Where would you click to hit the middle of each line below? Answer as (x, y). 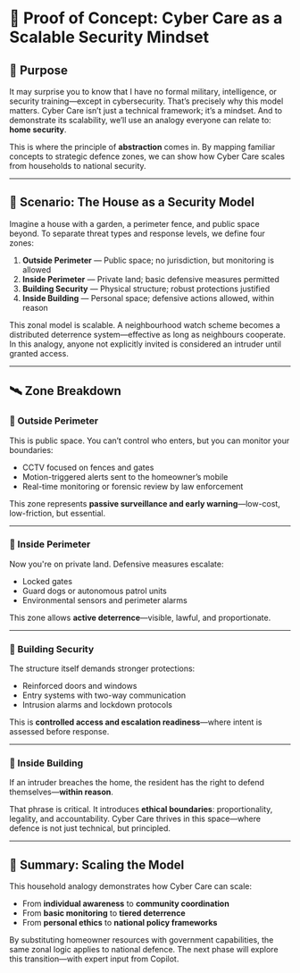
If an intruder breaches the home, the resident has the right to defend (137, 783)
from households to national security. (78, 166)
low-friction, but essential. (58, 513)
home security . (38, 130)
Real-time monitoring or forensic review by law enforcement (133, 486)
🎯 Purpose (39, 70)
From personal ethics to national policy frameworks (120, 923)
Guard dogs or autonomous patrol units (95, 591)
